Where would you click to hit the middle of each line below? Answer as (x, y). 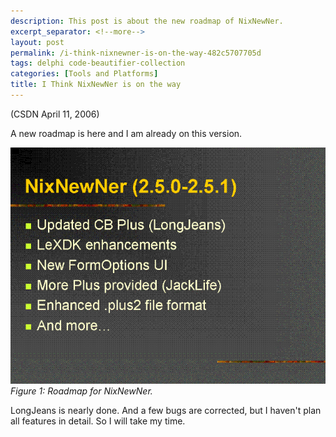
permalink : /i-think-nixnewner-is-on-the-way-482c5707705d (136, 53)
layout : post (37, 42)
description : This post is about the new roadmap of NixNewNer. (147, 21)
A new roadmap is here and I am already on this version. (126, 133)
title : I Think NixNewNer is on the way (96, 85)
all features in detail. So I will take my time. (98, 421)
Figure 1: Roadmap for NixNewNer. (81, 391)
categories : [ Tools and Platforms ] (84, 74)
